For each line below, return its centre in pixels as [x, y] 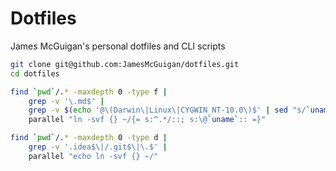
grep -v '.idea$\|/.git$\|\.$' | [98, 147]
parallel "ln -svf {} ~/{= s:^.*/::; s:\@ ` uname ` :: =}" [147, 120]
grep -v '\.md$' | [66, 101]
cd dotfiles [35, 73]
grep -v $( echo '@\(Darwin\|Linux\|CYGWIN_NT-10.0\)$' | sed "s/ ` [169, 110]
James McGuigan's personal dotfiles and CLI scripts [118, 46]
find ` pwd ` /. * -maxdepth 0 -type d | [89, 138]
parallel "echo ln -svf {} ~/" [93, 156]
